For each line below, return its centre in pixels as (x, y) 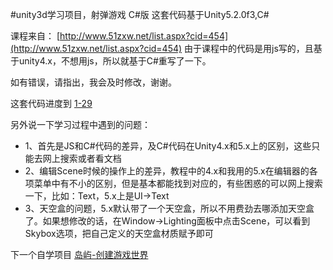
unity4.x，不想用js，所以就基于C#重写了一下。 (115, 61)
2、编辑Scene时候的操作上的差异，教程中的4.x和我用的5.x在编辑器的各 (171, 171)
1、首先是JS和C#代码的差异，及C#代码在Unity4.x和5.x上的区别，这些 (168, 146)
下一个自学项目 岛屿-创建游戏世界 (79, 254)
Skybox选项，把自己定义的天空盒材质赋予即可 (119, 233)
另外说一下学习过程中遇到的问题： (80, 124)
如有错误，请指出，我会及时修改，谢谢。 (93, 82)
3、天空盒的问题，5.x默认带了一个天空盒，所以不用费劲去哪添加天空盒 (169, 208)
